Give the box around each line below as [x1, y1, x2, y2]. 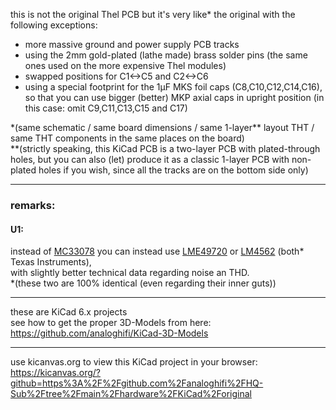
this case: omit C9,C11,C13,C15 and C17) [24, 102, 188, 114]
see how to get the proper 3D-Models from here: [10, 317, 212, 329]
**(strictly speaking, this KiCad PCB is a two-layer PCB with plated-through [10, 143, 321, 154]
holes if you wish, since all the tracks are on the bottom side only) [38, 164, 309, 176]
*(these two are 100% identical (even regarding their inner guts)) [10, 277, 277, 289]
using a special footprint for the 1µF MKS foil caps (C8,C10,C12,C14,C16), [24, 81, 323, 93]
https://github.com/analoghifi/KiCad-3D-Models [10, 327, 209, 339]
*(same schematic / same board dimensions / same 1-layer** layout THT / [10, 122, 315, 133]
